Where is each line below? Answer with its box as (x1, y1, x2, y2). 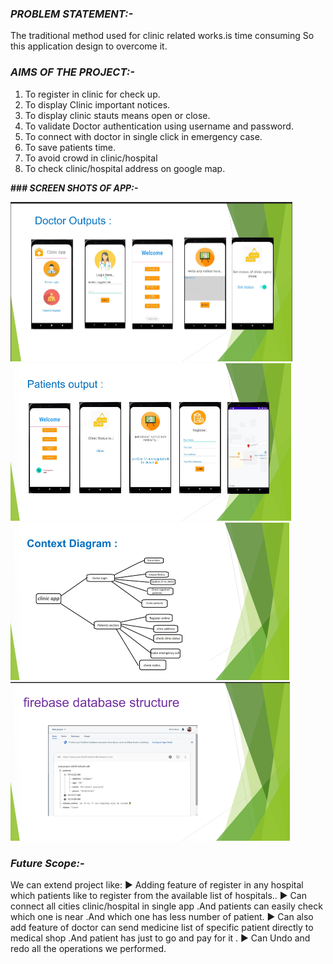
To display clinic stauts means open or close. (24, 109, 211, 121)
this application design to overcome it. (10, 40, 168, 52)
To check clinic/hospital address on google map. (24, 162, 226, 174)
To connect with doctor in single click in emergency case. (24, 130, 263, 142)
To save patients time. (24, 141, 116, 153)
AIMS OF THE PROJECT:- (10, 65, 135, 79)
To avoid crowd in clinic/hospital (24, 152, 158, 164)
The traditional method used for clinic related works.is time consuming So (10, 30, 315, 42)
